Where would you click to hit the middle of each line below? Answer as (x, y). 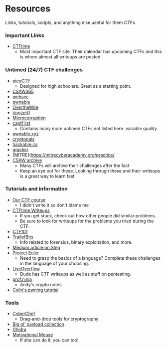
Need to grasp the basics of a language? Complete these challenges (90, 258)
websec (20, 96)
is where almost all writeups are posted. (61, 57)
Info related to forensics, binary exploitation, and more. (76, 242)
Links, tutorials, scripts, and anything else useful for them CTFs (70, 22)
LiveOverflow (26, 268)
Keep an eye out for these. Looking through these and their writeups (90, 171)
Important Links (25, 35)
